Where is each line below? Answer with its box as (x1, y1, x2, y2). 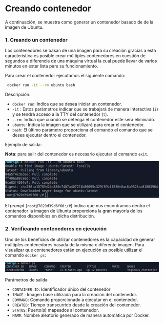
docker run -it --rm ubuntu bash (7, 83, 76, 88)
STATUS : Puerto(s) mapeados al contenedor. (12, 307, 99, 313)
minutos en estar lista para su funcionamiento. (5, 63, 99, 69)
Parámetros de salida (5, 277, 48, 282)
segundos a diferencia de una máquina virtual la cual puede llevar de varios (5, 58, 157, 64)
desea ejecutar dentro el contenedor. (12, 132, 87, 138)
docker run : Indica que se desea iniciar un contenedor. (12, 101, 123, 107)
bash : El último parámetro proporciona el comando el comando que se (12, 127, 153, 133)
